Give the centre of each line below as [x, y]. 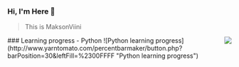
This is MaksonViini [53, 27]
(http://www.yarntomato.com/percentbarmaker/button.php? [95, 48]
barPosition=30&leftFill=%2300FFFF [61, 56]
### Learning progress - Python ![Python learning [81, 41]
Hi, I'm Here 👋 [31, 11]
